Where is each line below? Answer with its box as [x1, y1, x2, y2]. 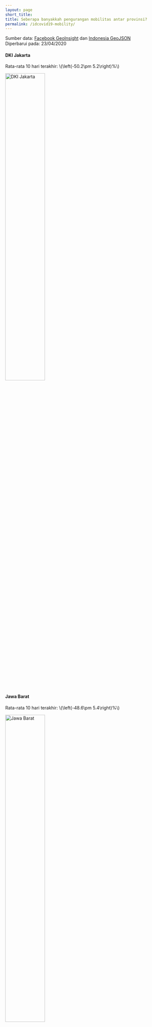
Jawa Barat [5, 693, 29, 699]
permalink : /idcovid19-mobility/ [5, 21, 75, 27]
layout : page [5, 7, 33, 13]
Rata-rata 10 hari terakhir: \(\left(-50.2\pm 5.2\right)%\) [5, 63, 120, 70]
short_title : [5, 12, 33, 17]
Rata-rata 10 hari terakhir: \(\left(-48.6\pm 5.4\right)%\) [5, 704, 120, 711]
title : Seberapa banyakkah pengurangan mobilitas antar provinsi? [5, 17, 147, 22]
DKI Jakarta [5, 52, 31, 58]
